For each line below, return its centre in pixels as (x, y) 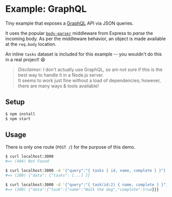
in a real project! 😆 (25, 59)
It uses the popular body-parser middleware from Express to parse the (79, 33)
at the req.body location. (31, 44)
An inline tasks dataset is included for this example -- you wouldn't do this (84, 54)
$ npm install (20, 114)
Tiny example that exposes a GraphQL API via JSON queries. (70, 23)
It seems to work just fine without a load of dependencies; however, (89, 80)
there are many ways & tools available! (58, 86)
